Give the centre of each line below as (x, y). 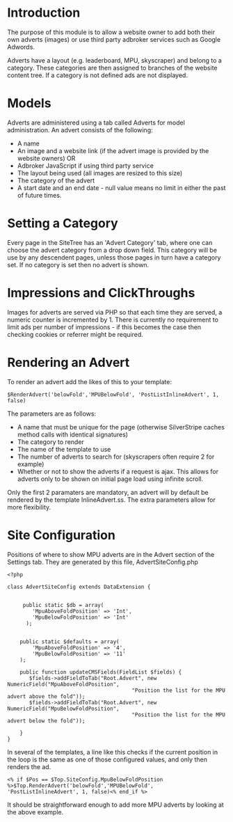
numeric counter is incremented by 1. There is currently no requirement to (113, 319)
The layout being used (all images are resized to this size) (100, 173)
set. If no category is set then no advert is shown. (78, 264)
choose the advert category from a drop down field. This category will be (112, 250)
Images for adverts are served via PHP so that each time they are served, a (115, 312)
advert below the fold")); (46, 721)
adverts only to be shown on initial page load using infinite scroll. (110, 479)
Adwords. (21, 47)
